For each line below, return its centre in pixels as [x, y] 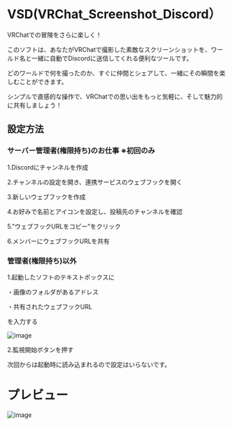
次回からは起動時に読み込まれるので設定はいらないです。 [89, 364]
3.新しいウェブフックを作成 [47, 197]
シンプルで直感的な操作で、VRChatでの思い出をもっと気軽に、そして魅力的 [115, 96]
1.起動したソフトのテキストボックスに [61, 277]
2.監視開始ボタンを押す [41, 350]
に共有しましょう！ [35, 105]
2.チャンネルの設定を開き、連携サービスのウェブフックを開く [95, 182]
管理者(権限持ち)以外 [42, 261]
